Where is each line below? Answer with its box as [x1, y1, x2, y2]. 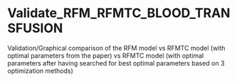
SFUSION [7, 20, 63, 36]
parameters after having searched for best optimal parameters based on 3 [7, 58, 225, 67]
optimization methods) [7, 66, 73, 75]
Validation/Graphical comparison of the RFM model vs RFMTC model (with [7, 43, 226, 52]
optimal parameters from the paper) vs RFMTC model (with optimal [7, 51, 204, 60]
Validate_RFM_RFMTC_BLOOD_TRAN [7, 5, 231, 21]
